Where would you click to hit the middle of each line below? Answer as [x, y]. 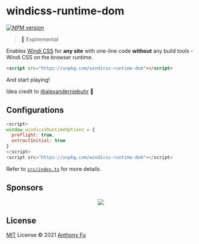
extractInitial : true [39, 141]
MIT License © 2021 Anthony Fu [46, 235]
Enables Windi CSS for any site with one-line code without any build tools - [100, 51]
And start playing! [28, 80]
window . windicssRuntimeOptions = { [51, 129]
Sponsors [25, 188]
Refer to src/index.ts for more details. [54, 168]
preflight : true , [33, 135]
